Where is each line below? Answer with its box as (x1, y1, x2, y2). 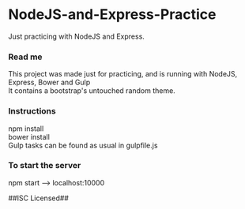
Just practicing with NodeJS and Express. (8, 32, 145, 41)
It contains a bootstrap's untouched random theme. (8, 86, 175, 95)
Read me (8, 51, 43, 62)
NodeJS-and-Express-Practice (8, 6, 217, 24)
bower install (8, 132, 50, 141)
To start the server (8, 160, 81, 171)
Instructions (8, 106, 57, 117)
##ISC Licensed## (8, 193, 70, 203)
